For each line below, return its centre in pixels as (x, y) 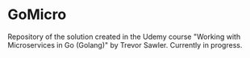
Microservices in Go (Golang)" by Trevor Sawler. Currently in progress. (125, 44)
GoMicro (37, 15)
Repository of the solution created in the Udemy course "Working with (124, 37)
